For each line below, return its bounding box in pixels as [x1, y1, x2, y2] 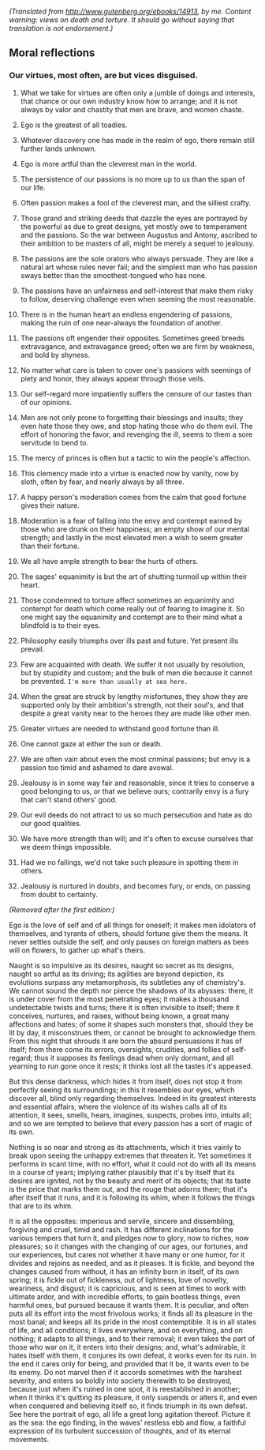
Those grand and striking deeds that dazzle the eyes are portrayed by [20, 213, 248, 223]
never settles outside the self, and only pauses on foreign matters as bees [9, 937, 249, 946]
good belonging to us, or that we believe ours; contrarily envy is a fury [20, 786, 249, 796]
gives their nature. [20, 501, 80, 510]
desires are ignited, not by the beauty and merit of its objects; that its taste [9, 1176, 252, 1185]
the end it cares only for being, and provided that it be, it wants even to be [9, 1358, 249, 1369]
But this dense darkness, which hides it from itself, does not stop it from [9, 1076, 243, 1086]
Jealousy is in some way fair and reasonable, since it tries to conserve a [20, 778, 255, 787]
